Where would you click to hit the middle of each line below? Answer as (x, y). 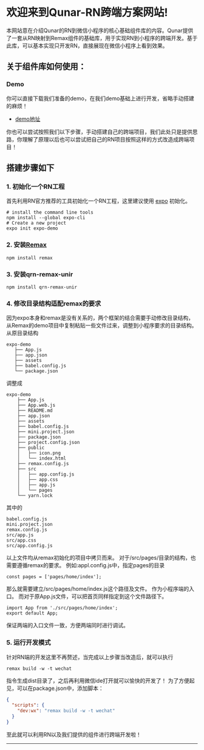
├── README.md (35, 411)
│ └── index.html (42, 459)
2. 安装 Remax (27, 245)
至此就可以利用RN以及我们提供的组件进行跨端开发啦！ (74, 734)
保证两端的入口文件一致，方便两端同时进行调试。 (67, 626)
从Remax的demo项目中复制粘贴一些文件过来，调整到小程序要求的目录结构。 (102, 326)
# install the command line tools (50, 213)
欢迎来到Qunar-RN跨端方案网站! (87, 12)
